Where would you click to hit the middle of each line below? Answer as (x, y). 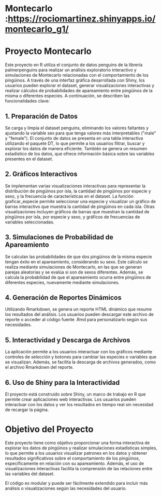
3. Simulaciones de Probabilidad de (59, 237)
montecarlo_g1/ (37, 29)
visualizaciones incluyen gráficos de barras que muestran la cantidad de (77, 211)
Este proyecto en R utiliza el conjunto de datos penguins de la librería (74, 65)
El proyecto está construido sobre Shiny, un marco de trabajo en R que (75, 394)
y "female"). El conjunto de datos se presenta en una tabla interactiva (74, 138)
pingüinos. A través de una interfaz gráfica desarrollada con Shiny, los (75, 80)
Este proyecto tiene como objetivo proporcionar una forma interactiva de (77, 443)
